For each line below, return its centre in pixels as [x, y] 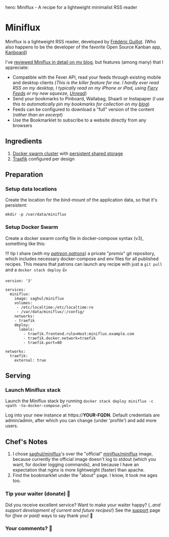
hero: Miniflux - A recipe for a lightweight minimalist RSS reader [71, 7]
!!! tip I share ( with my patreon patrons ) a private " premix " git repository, [80, 253]
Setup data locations [31, 189]
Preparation [24, 175]
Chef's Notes [26, 441]
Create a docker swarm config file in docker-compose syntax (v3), [74, 238]
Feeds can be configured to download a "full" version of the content [83, 109]
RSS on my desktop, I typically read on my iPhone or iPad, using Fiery [85, 88]
